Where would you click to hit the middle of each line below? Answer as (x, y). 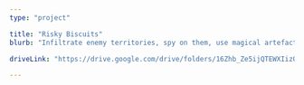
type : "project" (40, 18)
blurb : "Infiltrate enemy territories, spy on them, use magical (135, 42)
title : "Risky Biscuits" (56, 34)
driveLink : (30, 59)
